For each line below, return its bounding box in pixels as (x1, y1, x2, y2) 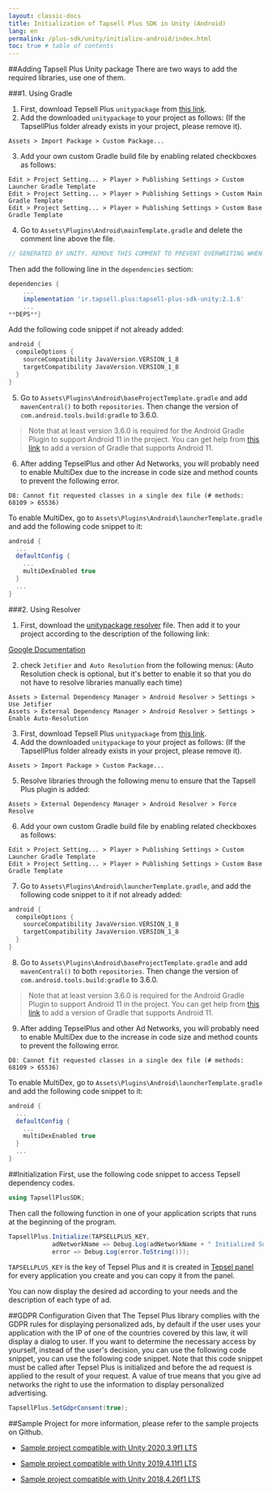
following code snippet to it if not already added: (19, 889, 182, 900)
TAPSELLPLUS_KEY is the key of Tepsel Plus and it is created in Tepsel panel (8, 1262, 254, 1272)
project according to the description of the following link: (19, 629, 210, 639)
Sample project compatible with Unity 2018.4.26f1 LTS (19, 1474, 201, 1484)
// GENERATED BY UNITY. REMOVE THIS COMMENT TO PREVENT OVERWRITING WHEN (8, 250, 263, 258)
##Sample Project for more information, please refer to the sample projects (8, 1419, 259, 1429)
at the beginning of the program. (8, 1216, 117, 1226)
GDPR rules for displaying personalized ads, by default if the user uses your (8, 1319, 261, 1329)
